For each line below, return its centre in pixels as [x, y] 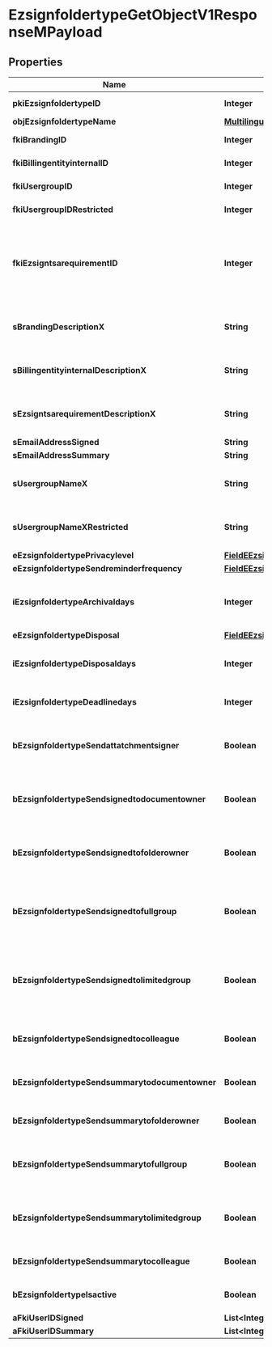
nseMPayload [55, 32]
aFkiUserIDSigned [48, 1318]
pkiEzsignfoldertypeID [57, 103]
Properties [36, 62]
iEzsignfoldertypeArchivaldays [74, 602]
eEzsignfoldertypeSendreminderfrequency [98, 568]
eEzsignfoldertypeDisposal [66, 635]
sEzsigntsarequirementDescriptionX [84, 414]
